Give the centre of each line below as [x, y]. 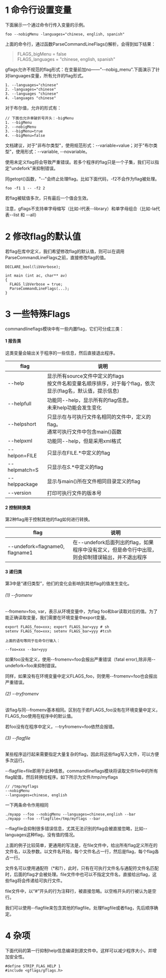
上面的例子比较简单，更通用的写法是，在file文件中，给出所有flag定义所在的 [82, 845]
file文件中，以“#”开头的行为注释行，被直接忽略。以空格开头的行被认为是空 [81, 891]
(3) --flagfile [18, 738]
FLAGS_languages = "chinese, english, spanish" [66, 59]
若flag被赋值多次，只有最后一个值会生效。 [48, 198]
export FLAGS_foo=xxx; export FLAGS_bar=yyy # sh [57, 627]
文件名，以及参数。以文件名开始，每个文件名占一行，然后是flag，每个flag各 [82, 852]
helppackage [23, 484]
